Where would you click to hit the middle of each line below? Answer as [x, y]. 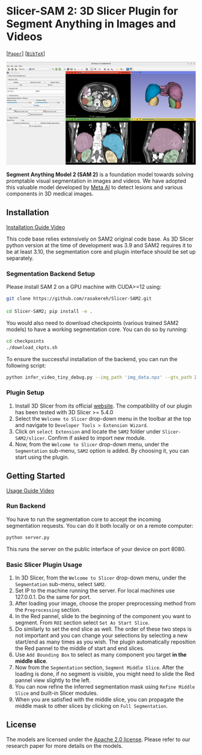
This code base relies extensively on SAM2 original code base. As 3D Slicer [100, 239]
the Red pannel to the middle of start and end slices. [80, 648]
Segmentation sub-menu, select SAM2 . [60, 584]
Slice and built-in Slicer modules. [56, 693]
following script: [26, 365]
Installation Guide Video [36, 227]
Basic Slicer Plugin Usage [44, 564]
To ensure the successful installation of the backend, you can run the [92, 359]
